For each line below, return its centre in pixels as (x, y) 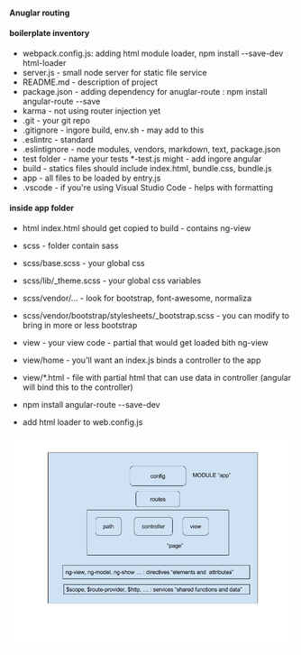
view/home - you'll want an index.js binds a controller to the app (141, 360)
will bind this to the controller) (78, 387)
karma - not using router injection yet (91, 111)
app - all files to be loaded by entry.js (91, 178)
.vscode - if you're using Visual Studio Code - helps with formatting (147, 187)
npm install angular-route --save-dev (91, 405)
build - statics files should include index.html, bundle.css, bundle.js (147, 168)
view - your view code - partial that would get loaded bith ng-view (145, 342)
